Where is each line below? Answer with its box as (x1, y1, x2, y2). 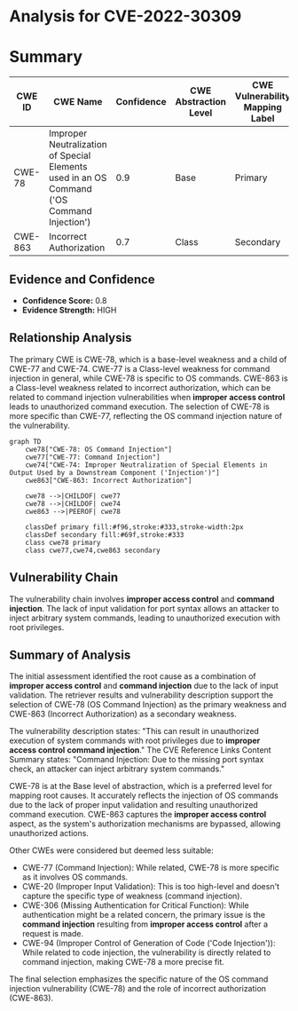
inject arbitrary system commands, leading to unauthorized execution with (9, 612, 281, 623)
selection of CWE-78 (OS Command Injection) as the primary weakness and (9, 699, 286, 710)
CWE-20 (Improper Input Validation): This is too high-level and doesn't (21, 881, 280, 892)
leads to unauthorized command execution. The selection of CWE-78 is (9, 401, 271, 412)
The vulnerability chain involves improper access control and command (9, 593, 275, 604)
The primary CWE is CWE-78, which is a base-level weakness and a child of (9, 353, 287, 365)
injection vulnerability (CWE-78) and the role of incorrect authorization (9, 983, 267, 994)
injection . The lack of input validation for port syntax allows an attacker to (9, 603, 279, 613)
